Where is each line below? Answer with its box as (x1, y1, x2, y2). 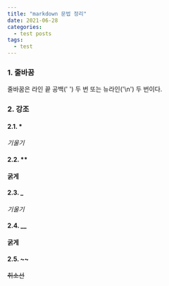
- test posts (13, 30, 52, 37)
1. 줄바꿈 (7, 68, 35, 77)
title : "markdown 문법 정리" (7, 10, 87, 18)
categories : (7, 23, 42, 30)
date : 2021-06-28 (7, 17, 58, 24)
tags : (7, 37, 23, 44)
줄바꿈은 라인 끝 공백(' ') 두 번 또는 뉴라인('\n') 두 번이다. (7, 85, 163, 94)
